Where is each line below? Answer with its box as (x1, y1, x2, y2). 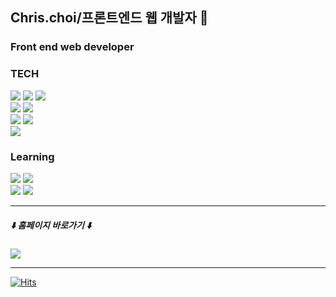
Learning (10, 149, 55, 163)
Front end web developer (10, 40, 135, 54)
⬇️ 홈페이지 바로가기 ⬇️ (10, 219, 92, 231)
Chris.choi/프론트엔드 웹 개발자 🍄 (10, 9, 209, 27)
